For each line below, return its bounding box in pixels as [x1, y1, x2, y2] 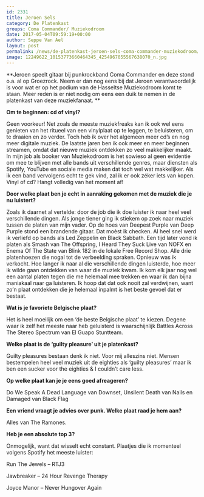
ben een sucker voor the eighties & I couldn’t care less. [6, 365, 144, 372]
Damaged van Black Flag [6, 395, 69, 402]
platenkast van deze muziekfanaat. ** [6, 97, 101, 104]
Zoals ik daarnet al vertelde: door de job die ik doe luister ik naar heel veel [6, 208, 191, 216]
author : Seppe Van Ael [6, 37, 64, 43]
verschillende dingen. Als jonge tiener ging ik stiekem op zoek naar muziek [6, 214, 194, 222]
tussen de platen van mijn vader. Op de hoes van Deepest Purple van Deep [6, 221, 194, 228]
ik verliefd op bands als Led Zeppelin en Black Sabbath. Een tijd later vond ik [6, 234, 198, 241]
